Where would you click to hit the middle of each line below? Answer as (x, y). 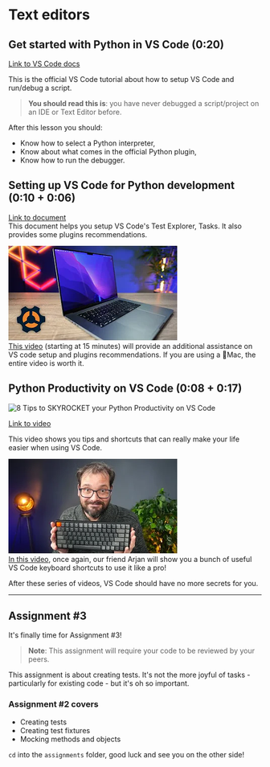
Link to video (30, 423)
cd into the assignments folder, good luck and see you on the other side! (127, 754)
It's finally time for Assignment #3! (65, 635)
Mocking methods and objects (70, 739)
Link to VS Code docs (44, 64)
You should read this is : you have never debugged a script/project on (143, 103)
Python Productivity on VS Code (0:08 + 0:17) (125, 389)
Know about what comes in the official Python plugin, (108, 152)
